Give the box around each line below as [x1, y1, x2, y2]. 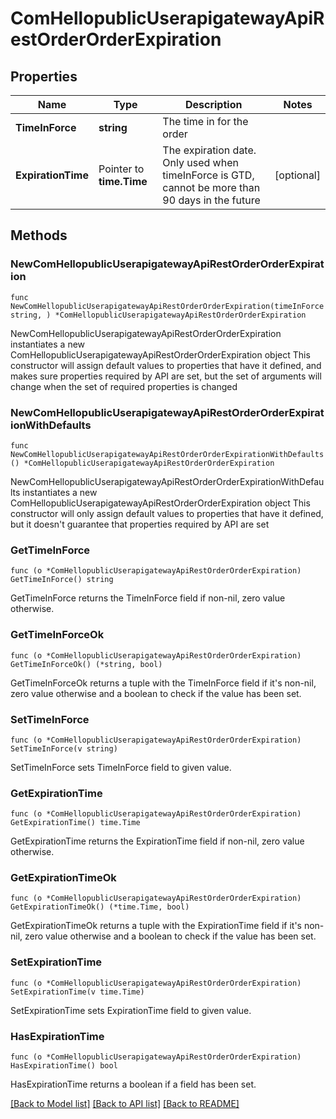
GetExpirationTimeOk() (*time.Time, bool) [10, 902, 190, 912]
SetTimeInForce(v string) [10, 743, 118, 754]
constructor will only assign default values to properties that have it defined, [10, 507, 324, 519]
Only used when [162, 156, 239, 169]
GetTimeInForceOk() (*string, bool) [10, 659, 163, 669]
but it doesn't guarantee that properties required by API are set [10, 518, 270, 530]
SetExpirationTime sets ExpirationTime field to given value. [10, 1004, 252, 1016]
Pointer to [98, 162, 145, 176]
